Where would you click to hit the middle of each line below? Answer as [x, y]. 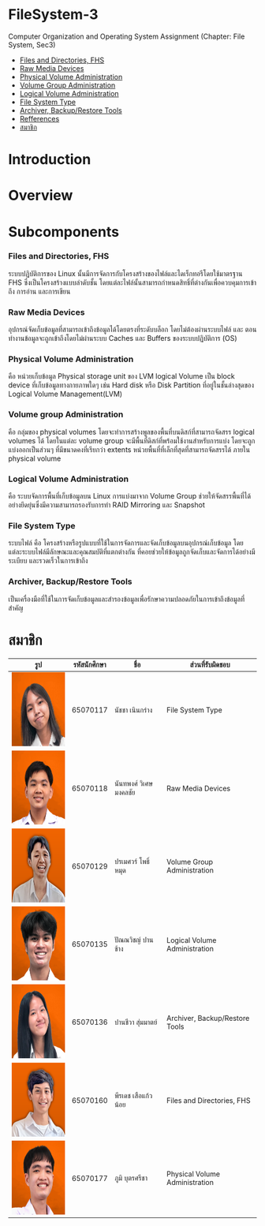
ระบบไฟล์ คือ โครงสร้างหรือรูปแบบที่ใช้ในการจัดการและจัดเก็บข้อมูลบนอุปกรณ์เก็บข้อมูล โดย [126, 543]
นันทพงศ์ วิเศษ [134, 783]
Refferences [39, 118]
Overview [41, 196]
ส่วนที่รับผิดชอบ [210, 665]
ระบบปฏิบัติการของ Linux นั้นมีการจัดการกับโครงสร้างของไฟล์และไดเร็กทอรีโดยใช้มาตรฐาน [125, 273]
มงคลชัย [125, 792]
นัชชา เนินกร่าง [133, 710]
